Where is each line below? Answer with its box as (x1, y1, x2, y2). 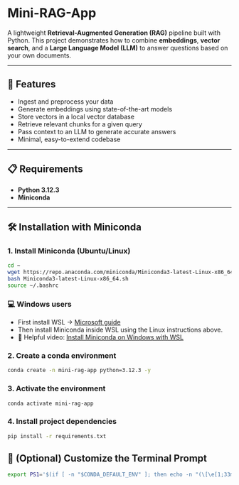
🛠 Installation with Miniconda (7, 221, 142, 233)
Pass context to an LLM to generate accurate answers (17, 127, 176, 136)
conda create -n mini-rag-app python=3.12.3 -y (7, 367, 152, 374)
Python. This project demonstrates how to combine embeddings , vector (7, 36, 221, 44)
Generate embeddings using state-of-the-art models (17, 104, 173, 113)
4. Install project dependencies (7, 417, 117, 427)
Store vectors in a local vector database (17, 112, 135, 121)
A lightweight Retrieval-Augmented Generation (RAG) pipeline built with (7, 28, 221, 37)
